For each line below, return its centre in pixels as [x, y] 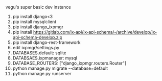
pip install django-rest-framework [46, 42]
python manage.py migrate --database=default [60, 68]
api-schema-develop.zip [37, 37]
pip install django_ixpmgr [38, 27]
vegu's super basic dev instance [38, 7]
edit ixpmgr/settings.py [36, 48]
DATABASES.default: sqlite [39, 53]
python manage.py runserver [42, 73]
